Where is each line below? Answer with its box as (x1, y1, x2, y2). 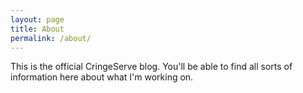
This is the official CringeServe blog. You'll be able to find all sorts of (10, 61, 293, 73)
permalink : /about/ (10, 33, 92, 43)
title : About (10, 24, 65, 34)
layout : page (10, 14, 65, 25)
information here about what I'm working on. (10, 71, 194, 83)
